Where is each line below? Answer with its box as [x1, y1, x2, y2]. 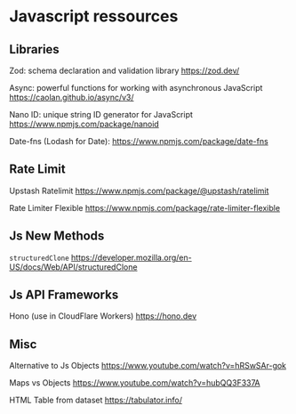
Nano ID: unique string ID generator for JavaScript [9, 110, 194, 119]
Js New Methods [9, 229, 105, 244]
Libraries [9, 42, 60, 57]
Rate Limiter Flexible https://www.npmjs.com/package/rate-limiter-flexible [9, 202, 281, 213]
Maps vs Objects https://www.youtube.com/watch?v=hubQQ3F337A [9, 377, 260, 388]
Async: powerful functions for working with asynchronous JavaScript [9, 83, 263, 93]
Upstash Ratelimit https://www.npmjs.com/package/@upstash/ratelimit [9, 185, 269, 196]
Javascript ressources [9, 6, 179, 27]
